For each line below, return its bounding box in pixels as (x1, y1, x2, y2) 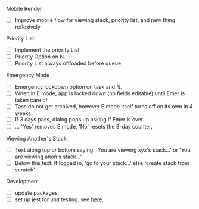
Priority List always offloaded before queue (14, 60, 121, 67)
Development (6, 177, 39, 185)
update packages (14, 189, 58, 196)
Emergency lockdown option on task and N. (14, 83, 122, 91)
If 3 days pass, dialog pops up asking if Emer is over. (14, 116, 145, 123)
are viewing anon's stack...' (14, 153, 82, 160)
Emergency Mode (6, 71, 50, 79)
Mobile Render (6, 5, 42, 12)
